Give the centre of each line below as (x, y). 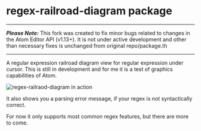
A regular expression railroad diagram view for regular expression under (95, 63)
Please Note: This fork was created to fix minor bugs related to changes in (98, 33)
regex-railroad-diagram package (89, 11)
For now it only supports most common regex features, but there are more (98, 116)
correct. (16, 105)
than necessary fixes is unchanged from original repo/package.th (87, 45)
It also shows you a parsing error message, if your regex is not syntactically (99, 98)
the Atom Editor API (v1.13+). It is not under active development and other (96, 39)
